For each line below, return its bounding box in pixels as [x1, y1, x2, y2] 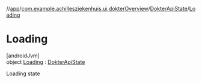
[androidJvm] [6, 52, 40, 59]
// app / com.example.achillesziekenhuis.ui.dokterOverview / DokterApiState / [6, 5, 190, 12]
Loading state [6, 70, 40, 77]
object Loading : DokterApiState [6, 58, 85, 65]
